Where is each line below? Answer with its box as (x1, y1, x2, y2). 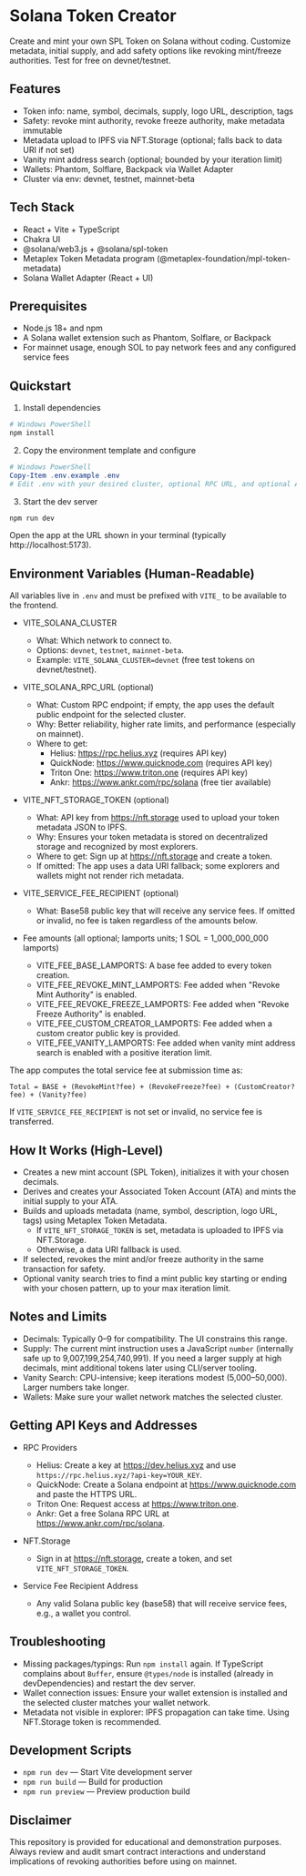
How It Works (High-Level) (9, 1142, 164, 1157)
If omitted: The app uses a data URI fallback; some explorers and (36, 861, 280, 872)
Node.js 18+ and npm (22, 322, 103, 333)
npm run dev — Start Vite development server (22, 1767, 193, 1778)
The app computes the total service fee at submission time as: (9, 1065, 243, 1076)
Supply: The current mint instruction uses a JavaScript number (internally (22, 1342, 294, 1353)
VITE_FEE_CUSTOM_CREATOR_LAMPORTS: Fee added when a (36, 1018, 273, 1029)
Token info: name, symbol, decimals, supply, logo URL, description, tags (22, 106, 294, 117)
